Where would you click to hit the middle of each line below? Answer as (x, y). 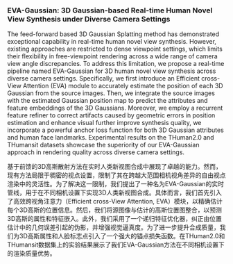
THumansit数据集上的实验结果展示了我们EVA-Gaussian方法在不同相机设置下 (116, 245)
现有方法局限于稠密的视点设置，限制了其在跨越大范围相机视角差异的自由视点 (116, 175)
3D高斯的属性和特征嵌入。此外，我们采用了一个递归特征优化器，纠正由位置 (114, 219)
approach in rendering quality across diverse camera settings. (96, 152)
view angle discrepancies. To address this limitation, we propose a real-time (116, 64)
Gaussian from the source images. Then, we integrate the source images (111, 93)
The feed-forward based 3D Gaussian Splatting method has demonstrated (113, 34)
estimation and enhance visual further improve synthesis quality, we (104, 123)
